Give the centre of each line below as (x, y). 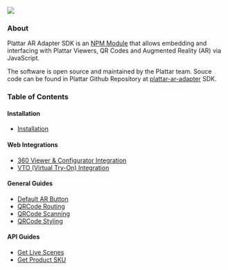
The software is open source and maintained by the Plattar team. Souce (109, 71)
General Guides (30, 183)
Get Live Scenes (41, 253)
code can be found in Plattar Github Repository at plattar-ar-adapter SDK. (112, 79)
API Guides (24, 237)
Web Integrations (33, 145)
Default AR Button (43, 199)
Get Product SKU (42, 260)
